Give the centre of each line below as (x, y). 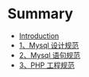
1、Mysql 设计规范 (49, 45)
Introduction (39, 36)
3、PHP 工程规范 (46, 65)
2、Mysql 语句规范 (50, 55)
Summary (40, 14)
